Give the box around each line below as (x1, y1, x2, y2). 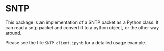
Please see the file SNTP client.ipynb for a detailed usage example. (5, 39, 147, 45)
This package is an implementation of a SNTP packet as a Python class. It (5, 19, 159, 25)
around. (5, 30, 22, 36)
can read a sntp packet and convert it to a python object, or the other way (5, 24, 159, 30)
